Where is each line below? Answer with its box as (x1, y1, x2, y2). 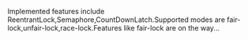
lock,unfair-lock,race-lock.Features (7, 24, 122, 32)
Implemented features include (7, 7, 105, 16)
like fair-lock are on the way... (123, 24, 220, 32)
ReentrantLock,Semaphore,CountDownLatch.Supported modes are (7, 15, 226, 24)
